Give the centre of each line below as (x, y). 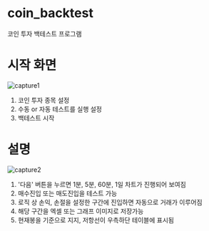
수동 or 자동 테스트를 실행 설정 (60, 109)
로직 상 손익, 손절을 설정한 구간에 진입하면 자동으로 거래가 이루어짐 (110, 202)
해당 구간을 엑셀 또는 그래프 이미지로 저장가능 (81, 211)
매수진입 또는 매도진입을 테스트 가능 (67, 193)
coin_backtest (51, 13)
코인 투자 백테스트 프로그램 (45, 34)
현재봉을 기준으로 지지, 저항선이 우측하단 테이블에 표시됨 (96, 220)
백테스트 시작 (36, 118)
